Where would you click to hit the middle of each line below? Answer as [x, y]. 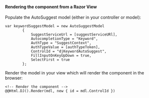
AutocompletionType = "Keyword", [64, 39]
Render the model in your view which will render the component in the [75, 73]
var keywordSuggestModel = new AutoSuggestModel [55, 26]
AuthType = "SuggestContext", [61, 43]
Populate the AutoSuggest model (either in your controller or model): [73, 17]
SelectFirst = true [50, 60]
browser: [14, 78]
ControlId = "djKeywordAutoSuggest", [69, 51]
